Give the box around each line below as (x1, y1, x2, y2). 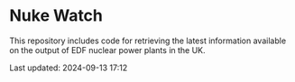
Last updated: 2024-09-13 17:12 (9, 62, 128, 73)
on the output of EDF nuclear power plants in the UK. (9, 44, 206, 55)
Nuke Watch (9, 5, 104, 26)
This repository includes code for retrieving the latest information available (9, 35, 287, 46)
